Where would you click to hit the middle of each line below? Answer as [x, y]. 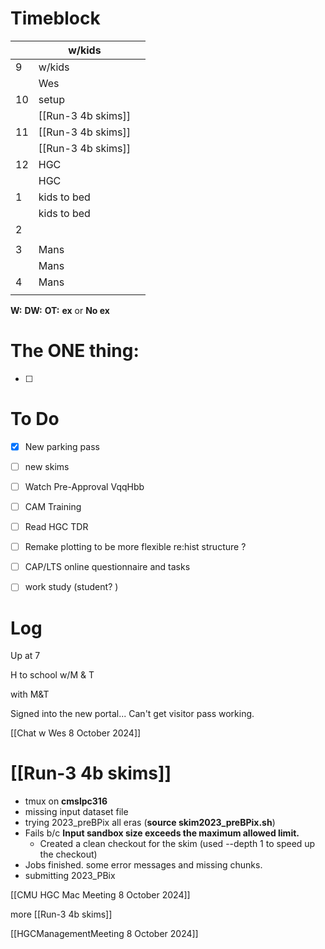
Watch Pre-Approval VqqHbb [84, 486]
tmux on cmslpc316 [66, 801]
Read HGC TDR [56, 527]
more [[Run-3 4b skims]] [61, 914]
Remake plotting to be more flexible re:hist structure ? [135, 547]
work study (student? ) [71, 587]
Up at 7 [25, 656]
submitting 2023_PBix [70, 876]
